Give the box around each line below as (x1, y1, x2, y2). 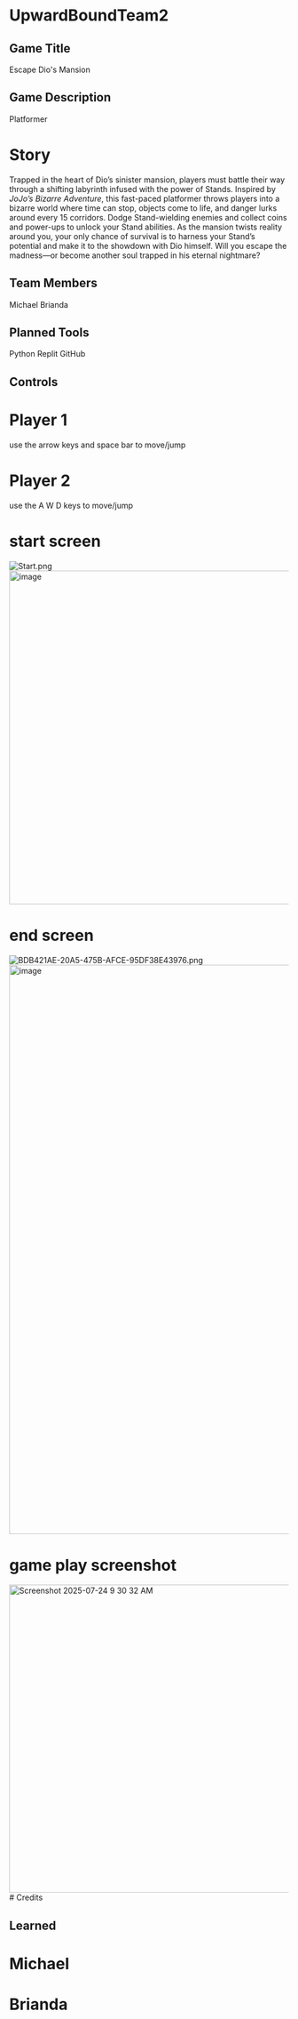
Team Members (9, 276, 98, 291)
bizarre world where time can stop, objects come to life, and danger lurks (9, 202, 278, 213)
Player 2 (9, 471, 71, 490)
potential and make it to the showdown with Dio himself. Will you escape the (9, 240, 287, 251)
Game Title (9, 41, 71, 56)
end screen (9, 925, 95, 945)
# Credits (9, 1892, 43, 1903)
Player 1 (9, 410, 68, 430)
